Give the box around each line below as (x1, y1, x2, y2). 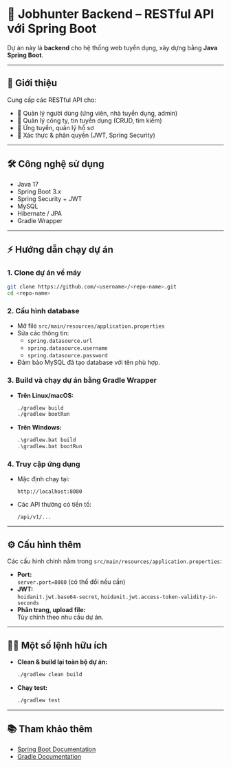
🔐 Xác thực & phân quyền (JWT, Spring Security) (16, 131, 156, 139)
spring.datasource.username (27, 345, 108, 352)
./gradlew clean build (16, 671, 82, 678)
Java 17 (16, 180, 39, 188)
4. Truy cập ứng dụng (7, 459, 80, 469)
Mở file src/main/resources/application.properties (16, 322, 165, 330)
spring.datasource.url (27, 337, 93, 345)
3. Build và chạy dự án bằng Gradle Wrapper (7, 375, 157, 385)
